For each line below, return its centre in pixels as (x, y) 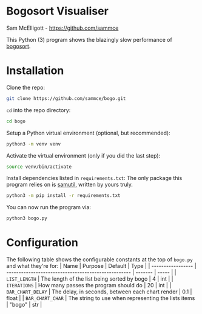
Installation (35, 71)
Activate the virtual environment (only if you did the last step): (83, 155)
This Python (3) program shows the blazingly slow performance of (89, 39)
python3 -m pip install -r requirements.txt (63, 196)
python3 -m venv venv (34, 144)
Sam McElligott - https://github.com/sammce (62, 28)
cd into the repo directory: (39, 110)
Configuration (42, 243)
